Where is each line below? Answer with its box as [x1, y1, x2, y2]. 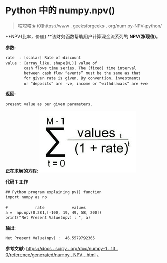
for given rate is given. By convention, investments [24, 75, 141, 81]
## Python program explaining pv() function [5, 189, 102, 195]
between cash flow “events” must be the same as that [24, 70, 141, 76]
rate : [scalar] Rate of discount [5, 55, 81, 60]
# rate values [5, 205, 86, 210]
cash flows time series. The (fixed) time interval [24, 65, 137, 71]
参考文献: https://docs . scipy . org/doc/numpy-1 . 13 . [5, 245, 118, 251]
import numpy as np [5, 194, 47, 200]
